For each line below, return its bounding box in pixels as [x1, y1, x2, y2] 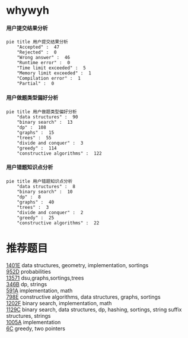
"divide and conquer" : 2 [17, 209, 84, 215]
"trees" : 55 [17, 134, 52, 140]
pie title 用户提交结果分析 [6, 39, 68, 45]
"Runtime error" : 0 [17, 60, 70, 66]
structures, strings [6, 312, 51, 319]
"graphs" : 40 [17, 199, 55, 205]
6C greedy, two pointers [6, 325, 65, 332]
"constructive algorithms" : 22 [17, 220, 100, 226]
